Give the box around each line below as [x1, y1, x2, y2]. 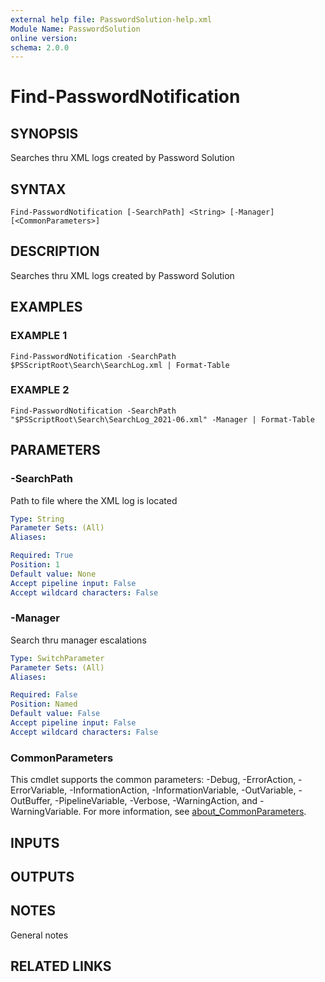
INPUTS [10, 834, 60, 851]
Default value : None [10, 569, 97, 579]
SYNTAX [10, 181, 67, 198]
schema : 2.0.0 [10, 42, 70, 53]
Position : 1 [10, 560, 60, 570]
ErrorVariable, [10, 784, 68, 796]
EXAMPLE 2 [10, 383, 70, 397]
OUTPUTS [10, 868, 75, 885]
